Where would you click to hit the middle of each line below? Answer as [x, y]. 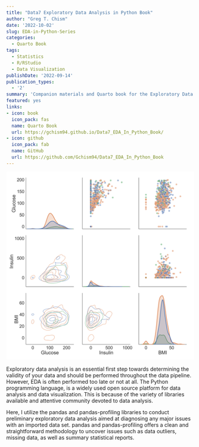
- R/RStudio [27, 63]
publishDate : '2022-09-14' [40, 75]
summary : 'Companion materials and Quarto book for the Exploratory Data [100, 94]
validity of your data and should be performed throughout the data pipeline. [99, 375]
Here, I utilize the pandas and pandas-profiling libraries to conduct [88, 412]
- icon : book [22, 113]
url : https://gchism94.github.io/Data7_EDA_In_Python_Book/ [88, 132]
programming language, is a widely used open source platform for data [93, 388]
